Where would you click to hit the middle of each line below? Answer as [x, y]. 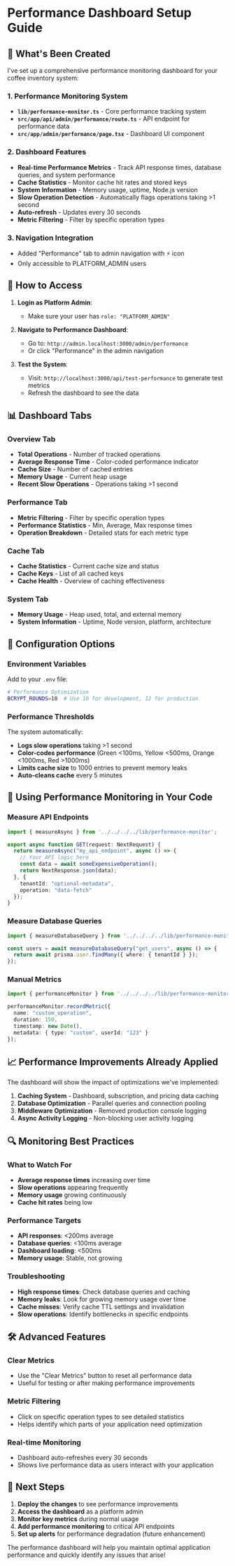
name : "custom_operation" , [53, 1013]
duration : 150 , [36, 1020]
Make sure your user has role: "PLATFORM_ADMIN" [99, 316]
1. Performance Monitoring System [67, 96]
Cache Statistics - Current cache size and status [88, 565]
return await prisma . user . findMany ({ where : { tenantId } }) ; [106, 955]
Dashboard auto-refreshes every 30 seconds [83, 1457]
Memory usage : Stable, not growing [70, 1258]
